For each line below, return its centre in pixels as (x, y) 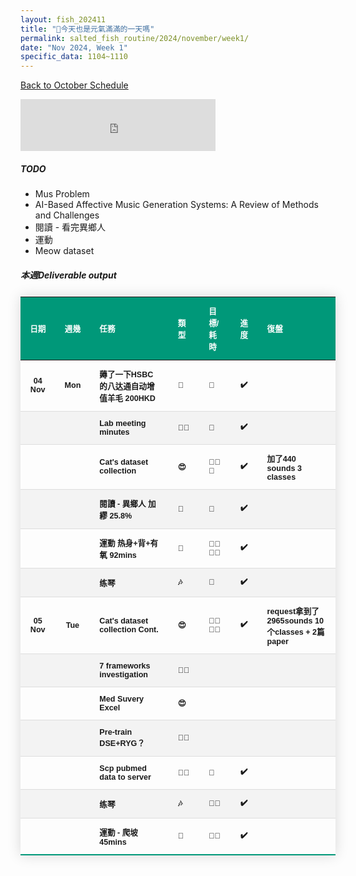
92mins (123, 555)
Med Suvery (122, 699)
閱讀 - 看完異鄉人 (70, 227)
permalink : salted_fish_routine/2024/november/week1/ (135, 38)
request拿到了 (293, 611)
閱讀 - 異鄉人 (123, 504)
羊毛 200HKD (131, 398)
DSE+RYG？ (122, 743)
